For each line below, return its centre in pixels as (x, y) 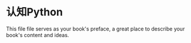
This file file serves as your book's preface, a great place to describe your (95, 29)
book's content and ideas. (38, 35)
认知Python (34, 12)
